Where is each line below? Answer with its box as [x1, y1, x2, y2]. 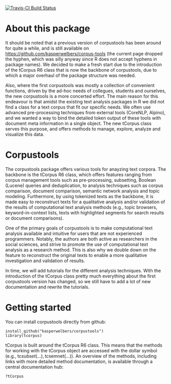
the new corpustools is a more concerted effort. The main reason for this [5, 93, 158, 99]
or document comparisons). [5, 215, 64, 221]
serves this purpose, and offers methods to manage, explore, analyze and [5, 125, 161, 132]
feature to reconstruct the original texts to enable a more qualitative [5, 252, 147, 258]
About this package [5, 23, 90, 34]
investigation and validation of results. [5, 258, 85, 264]
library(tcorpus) [5, 333, 42, 338]
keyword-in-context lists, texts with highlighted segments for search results [5, 209, 164, 216]
